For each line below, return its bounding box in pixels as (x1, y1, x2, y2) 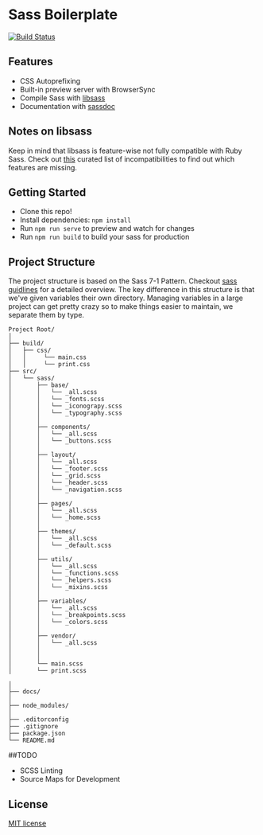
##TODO (8, 751, 37, 760)
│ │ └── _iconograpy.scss (8, 402, 123, 411)
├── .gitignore (8, 723, 59, 731)
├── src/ (8, 368, 37, 376)
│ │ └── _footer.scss (8, 465, 109, 473)
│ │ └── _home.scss (8, 513, 102, 522)
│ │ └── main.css (8, 353, 87, 361)
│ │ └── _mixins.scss (8, 583, 109, 591)
